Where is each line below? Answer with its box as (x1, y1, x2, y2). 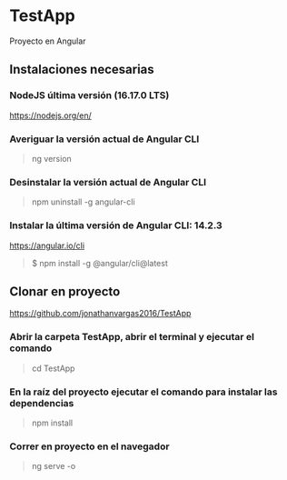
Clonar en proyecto (9, 284, 121, 299)
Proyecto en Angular (9, 35, 86, 46)
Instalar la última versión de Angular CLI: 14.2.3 (9, 219, 223, 232)
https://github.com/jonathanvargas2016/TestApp (9, 308, 192, 319)
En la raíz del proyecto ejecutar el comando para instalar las (9, 385, 278, 398)
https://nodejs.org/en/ (9, 110, 93, 121)
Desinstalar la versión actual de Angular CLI (9, 175, 207, 188)
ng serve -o (31, 461, 76, 472)
